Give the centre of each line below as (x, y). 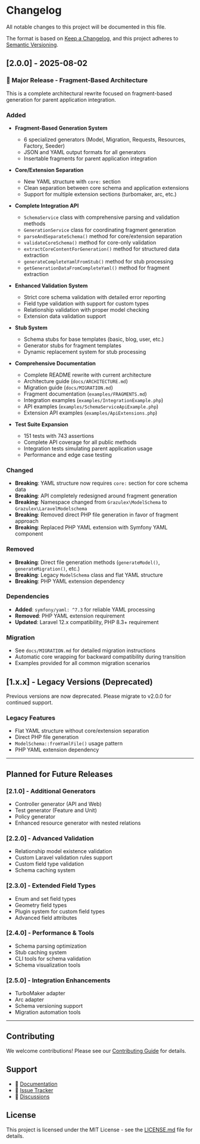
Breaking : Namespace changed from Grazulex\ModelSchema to (91, 502)
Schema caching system (45, 870)
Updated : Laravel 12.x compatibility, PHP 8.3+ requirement (87, 622)
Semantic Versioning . (32, 45)
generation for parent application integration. (61, 99)
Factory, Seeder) (44, 146)
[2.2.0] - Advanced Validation (50, 838)
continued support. (30, 702)
